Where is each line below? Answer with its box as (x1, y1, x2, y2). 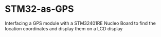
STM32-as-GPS (5, 3, 74, 15)
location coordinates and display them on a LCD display (5, 25, 123, 31)
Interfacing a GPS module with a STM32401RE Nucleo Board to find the (5, 20, 156, 26)
